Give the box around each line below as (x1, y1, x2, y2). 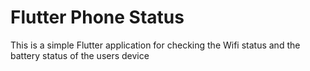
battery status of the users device (10, 49, 150, 61)
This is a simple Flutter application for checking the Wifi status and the (10, 39, 301, 51)
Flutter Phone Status (10, 6, 185, 29)
